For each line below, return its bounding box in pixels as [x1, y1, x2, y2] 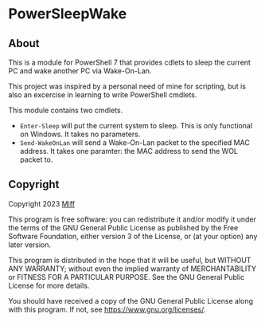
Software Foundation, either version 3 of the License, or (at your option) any [8, 231, 258, 241]
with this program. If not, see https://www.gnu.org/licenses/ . [8, 304, 206, 314]
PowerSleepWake [8, 5, 127, 23]
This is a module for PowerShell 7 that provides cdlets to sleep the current [8, 57, 251, 67]
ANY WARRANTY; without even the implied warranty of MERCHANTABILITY [8, 264, 257, 273]
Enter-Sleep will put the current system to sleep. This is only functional [19, 121, 253, 130]
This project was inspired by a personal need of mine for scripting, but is [8, 81, 247, 91]
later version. [8, 240, 52, 249]
